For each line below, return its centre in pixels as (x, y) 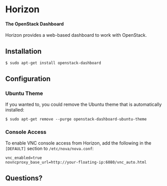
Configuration (28, 78)
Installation (23, 51)
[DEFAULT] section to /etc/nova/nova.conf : (50, 149)
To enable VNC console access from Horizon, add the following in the (78, 143)
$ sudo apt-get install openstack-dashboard (53, 63)
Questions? (24, 178)
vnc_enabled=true (24, 158)
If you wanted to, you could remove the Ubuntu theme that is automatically (83, 104)
